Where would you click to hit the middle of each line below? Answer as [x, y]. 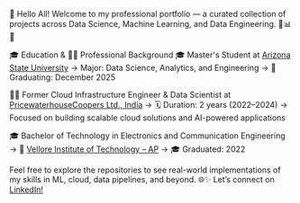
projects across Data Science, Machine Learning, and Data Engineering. [143, 24]
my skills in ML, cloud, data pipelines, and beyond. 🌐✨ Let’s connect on [142, 179]
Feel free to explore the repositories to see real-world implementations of [145, 170]
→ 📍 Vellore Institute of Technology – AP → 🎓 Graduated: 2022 [127, 149]
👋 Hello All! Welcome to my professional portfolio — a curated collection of [148, 14]
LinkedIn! [26, 190]
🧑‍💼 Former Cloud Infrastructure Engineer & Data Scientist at [120, 95]
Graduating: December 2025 [62, 77]
